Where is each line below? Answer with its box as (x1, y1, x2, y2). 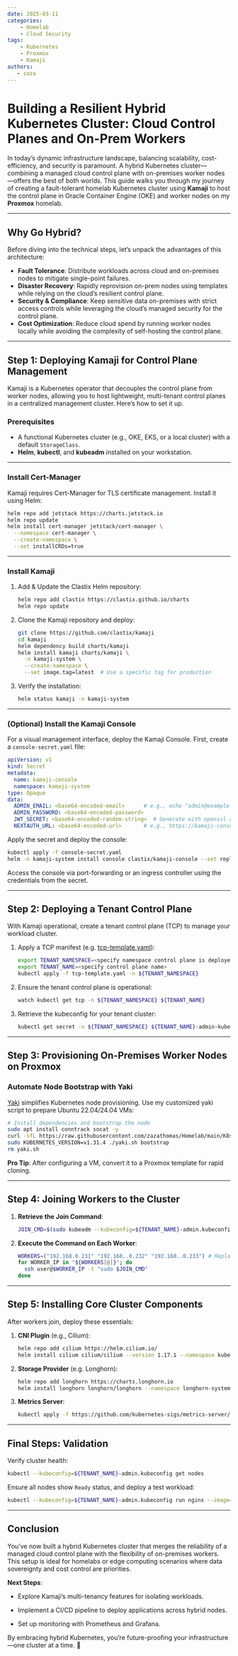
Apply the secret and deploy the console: (7, 835, 127, 843)
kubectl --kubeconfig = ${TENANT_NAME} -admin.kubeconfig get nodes (7, 1470, 204, 1477)
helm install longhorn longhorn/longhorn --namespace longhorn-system (17, 1385, 231, 1392)
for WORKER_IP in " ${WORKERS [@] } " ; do (17, 1259, 132, 1266)
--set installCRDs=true (13, 543, 84, 550)
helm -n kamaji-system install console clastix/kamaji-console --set (7, 855, 217, 862)
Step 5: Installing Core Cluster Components (7, 1298, 203, 1310)
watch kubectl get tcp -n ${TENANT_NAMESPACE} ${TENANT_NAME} (17, 997, 205, 1004)
